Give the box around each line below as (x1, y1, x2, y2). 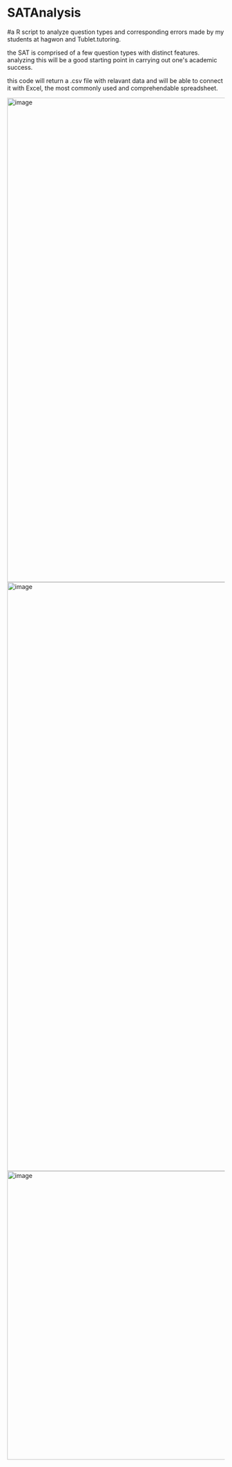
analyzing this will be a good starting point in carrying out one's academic (7, 55, 217, 64)
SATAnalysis (7, 5, 81, 21)
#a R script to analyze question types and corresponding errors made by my (7, 28, 224, 36)
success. (7, 63, 33, 71)
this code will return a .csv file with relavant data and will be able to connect (7, 76, 223, 84)
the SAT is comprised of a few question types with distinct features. (7, 48, 200, 57)
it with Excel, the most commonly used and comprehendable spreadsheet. (7, 84, 219, 92)
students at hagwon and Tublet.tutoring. (7, 35, 121, 43)
